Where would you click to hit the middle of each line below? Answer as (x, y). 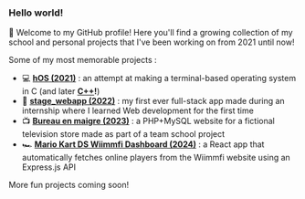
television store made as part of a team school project (123, 134)
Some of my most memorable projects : (83, 60)
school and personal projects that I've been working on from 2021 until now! (152, 42)
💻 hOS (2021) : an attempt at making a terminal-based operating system (159, 79)
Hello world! (36, 13)
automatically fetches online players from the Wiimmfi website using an (156, 158)
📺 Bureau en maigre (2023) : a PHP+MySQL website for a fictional (148, 121)
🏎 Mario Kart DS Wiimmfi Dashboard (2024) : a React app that (143, 144)
